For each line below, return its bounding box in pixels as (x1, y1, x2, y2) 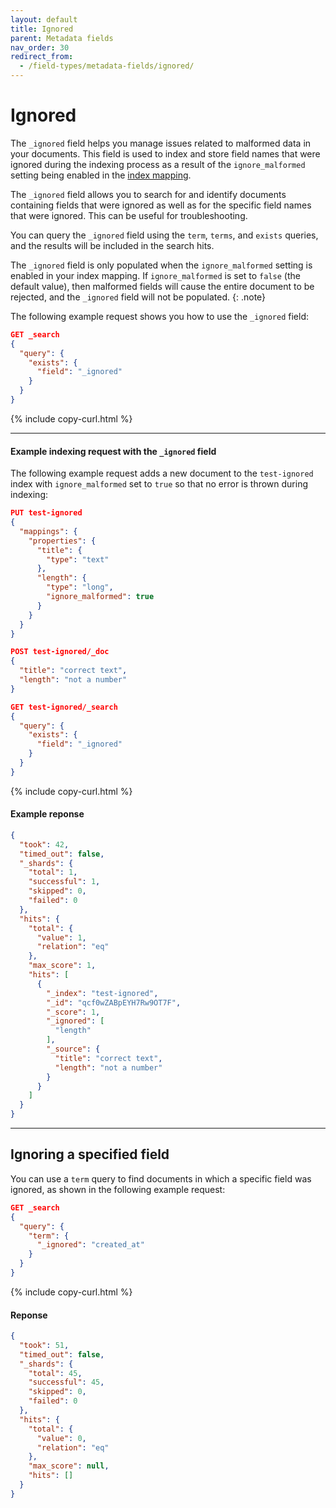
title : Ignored (10, 24, 74, 34)
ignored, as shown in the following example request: (10, 1183, 226, 1195)
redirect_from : (10, 52, 74, 62)
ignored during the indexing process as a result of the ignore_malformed (10, 158, 306, 170)
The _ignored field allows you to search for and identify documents (10, 188, 287, 200)
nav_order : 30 (10, 42, 70, 53)
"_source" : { (46, 1044, 101, 1055)
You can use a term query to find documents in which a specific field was (10, 1172, 312, 1185)
